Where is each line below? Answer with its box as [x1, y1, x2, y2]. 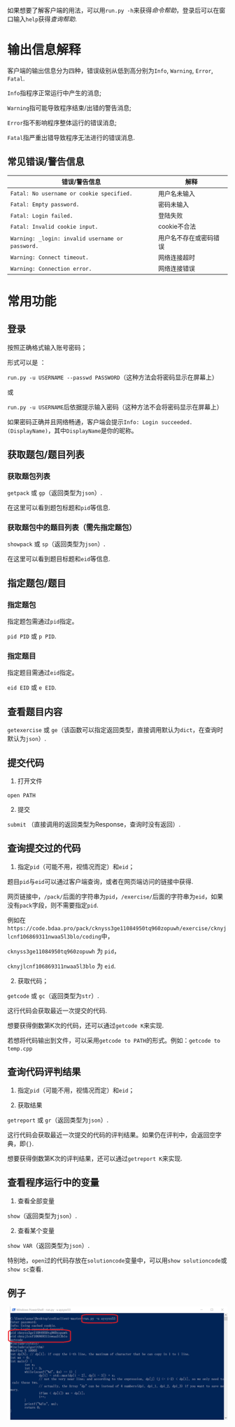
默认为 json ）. [7, 734, 47, 743]
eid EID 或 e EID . [7, 683, 57, 691]
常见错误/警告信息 [7, 156, 85, 168]
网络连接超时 [158, 253, 196, 261]
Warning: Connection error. [10, 265, 92, 272]
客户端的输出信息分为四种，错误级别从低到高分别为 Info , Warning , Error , [7, 66, 213, 75]
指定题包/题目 [7, 577, 66, 589]
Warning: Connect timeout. [10, 254, 89, 261]
